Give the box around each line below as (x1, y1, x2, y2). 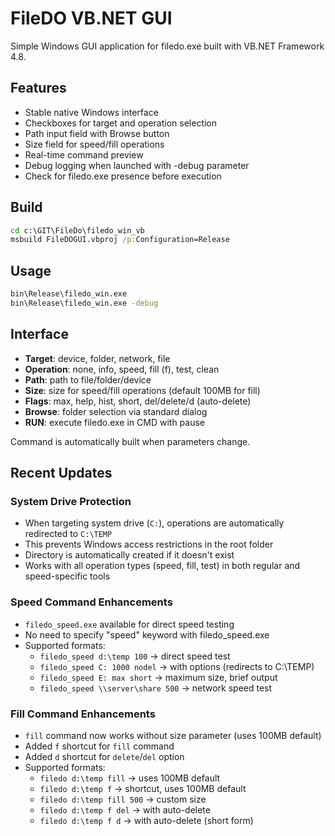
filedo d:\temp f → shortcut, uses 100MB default (39, 782, 247, 794)
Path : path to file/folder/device (24, 373, 152, 386)
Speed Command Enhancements (10, 595, 173, 609)
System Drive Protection (10, 495, 132, 508)
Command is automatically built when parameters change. (10, 435, 251, 447)
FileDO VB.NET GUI (10, 7, 173, 30)
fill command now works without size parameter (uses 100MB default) (24, 729, 322, 741)
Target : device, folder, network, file (24, 352, 171, 364)
